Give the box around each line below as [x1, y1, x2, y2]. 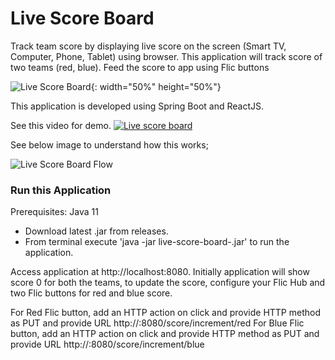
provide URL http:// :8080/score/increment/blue [10, 338, 205, 351]
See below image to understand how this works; [10, 138, 209, 151]
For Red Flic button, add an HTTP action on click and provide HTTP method [10, 307, 322, 319]
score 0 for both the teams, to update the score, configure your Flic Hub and [10, 277, 326, 289]
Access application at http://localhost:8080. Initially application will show [10, 266, 310, 278]
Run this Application [10, 183, 112, 197]
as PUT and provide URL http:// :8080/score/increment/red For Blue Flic [10, 317, 305, 329]
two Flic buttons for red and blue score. [10, 287, 173, 299]
